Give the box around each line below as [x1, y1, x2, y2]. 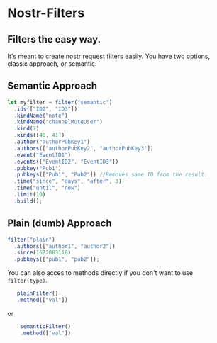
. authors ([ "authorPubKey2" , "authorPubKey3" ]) [13, 145, 154, 152]
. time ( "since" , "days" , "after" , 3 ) [13, 178, 122, 185]
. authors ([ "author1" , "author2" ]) [13, 242, 116, 249]
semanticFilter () [20, 322, 72, 330]
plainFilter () [16, 290, 59, 297]
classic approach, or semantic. [7, 60, 97, 68]
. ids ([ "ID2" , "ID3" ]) [13, 105, 78, 113]
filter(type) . [7, 276, 48, 285]
